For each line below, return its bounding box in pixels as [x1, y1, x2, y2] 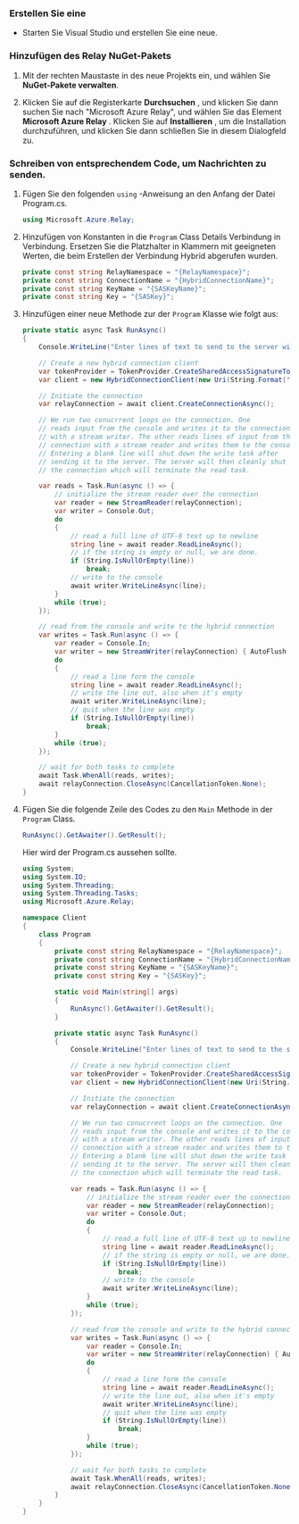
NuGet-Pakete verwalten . [21, 79, 119, 90]
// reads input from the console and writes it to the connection [38, 424, 291, 433]
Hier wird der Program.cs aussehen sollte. [21, 846, 178, 857]
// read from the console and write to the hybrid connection [38, 622, 275, 631]
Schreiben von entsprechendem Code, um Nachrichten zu [9, 157, 267, 170]
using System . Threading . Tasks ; [21, 889, 139, 898]
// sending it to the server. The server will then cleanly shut [38, 457, 287, 466]
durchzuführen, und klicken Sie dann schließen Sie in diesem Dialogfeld [21, 125, 287, 136]
